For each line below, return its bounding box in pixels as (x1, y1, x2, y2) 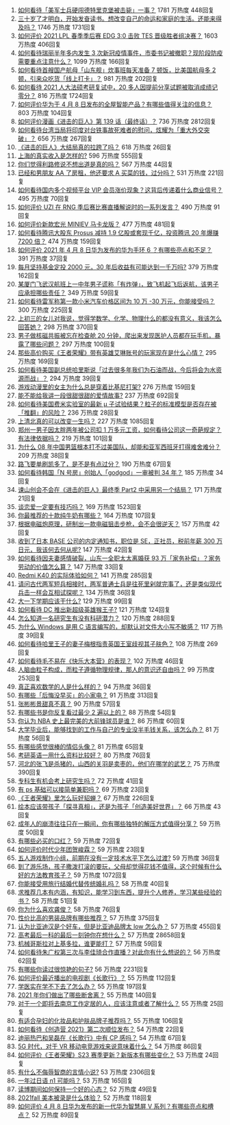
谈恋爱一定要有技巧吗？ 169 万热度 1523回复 (17, 503, 142, 510)
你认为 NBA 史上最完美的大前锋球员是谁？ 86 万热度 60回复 (17, 717, 186, 725)
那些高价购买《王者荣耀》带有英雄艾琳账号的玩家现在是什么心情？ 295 (17, 349, 217, 356)
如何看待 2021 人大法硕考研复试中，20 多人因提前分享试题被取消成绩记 (17, 83, 218, 91)
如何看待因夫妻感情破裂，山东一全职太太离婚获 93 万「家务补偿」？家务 (17, 554, 221, 562)
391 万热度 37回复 (17, 254, 69, 262)
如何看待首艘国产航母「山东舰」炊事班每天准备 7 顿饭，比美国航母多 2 (17, 66, 216, 74)
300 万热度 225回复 (17, 306, 74, 314)
